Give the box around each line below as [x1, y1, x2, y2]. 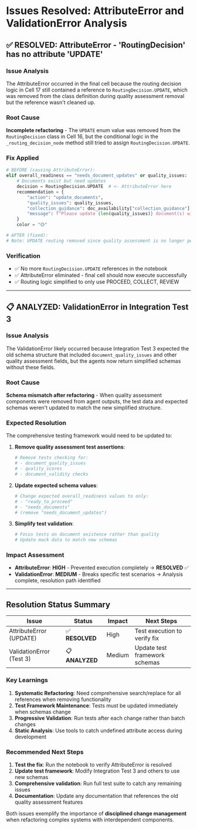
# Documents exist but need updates [16, 178, 107, 184]
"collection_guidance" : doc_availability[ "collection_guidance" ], [27, 205, 193, 211]
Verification [6, 251, 41, 260]
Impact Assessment [6, 551, 64, 559]
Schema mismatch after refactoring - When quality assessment [6, 392, 162, 399]
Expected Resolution [6, 419, 66, 427]
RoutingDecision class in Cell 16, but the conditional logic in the [6, 133, 158, 140]
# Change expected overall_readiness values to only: [14, 493, 149, 499]
